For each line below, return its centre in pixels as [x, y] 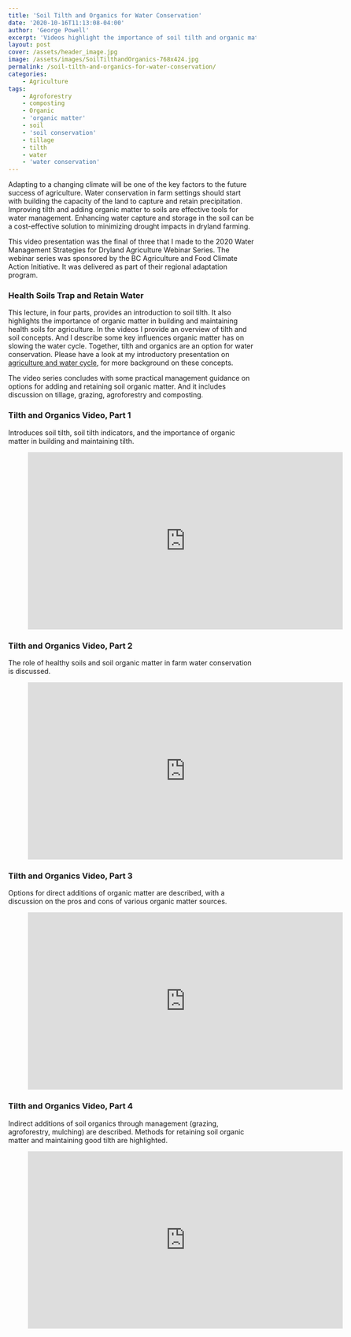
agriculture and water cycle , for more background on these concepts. [121, 363]
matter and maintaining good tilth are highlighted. [88, 1140]
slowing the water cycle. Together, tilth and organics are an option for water [131, 346]
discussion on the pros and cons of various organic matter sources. [118, 901]
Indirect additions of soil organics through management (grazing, [113, 1123]
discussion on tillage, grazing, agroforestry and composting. [106, 395]
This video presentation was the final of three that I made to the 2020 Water [131, 242]
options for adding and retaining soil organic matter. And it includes [117, 386]
